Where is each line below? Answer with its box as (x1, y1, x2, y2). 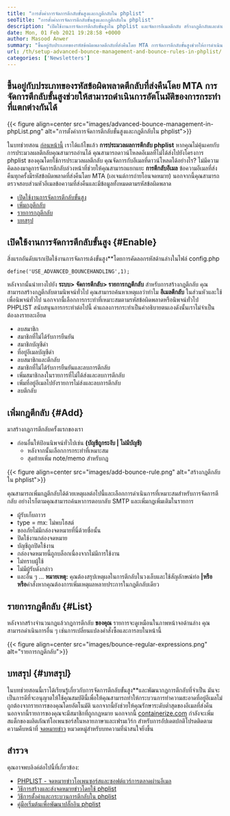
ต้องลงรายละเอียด (7, 311, 47, 320)
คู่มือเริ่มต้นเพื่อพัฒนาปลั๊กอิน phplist (16, 800, 101, 808)
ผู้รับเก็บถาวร (16, 511, 47, 519)
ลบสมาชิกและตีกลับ (16, 356, 60, 364)
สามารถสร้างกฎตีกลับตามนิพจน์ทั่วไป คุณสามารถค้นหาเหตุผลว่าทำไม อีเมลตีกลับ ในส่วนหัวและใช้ (7, 288, 222, 296)
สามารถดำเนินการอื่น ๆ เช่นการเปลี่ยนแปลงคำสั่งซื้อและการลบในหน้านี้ (7, 627, 162, 634)
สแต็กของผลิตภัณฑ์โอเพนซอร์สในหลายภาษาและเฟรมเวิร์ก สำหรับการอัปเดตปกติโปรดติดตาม (7, 717, 213, 725)
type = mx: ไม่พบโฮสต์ (16, 518, 74, 527)
